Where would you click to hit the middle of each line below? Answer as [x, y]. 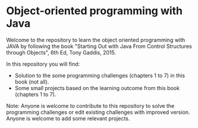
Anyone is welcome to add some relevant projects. [68, 118]
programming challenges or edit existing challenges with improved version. [98, 112]
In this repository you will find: [43, 64]
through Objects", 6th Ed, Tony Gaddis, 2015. [61, 52]
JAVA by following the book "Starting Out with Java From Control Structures [99, 46]
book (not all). [32, 82]
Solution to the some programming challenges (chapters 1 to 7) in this [100, 75]
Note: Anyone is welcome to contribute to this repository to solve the [90, 105]
